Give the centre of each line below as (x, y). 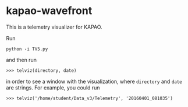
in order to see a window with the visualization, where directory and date (94, 81)
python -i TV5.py (27, 49)
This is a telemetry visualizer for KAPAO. (54, 27)
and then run (21, 60)
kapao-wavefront (49, 11)
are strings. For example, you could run (53, 87)
